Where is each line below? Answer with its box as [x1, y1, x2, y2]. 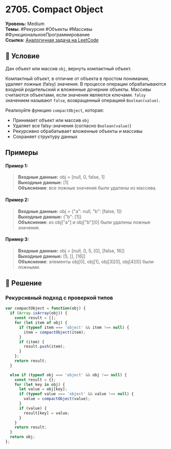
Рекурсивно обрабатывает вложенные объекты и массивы [12, 128, 143, 134]
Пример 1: [5, 163, 28, 169]
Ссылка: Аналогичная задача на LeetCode [5, 37, 99, 43]
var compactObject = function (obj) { [5, 306, 86, 311]
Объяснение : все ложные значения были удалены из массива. [17, 185, 157, 191]
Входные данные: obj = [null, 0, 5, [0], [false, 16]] [17, 247, 125, 253]
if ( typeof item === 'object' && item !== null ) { [18, 325, 130, 330]
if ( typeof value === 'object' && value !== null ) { [18, 392, 134, 397]
